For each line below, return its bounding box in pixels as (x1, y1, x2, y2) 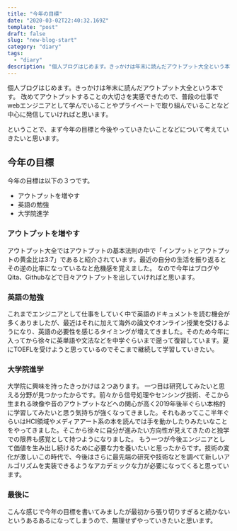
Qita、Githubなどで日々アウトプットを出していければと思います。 (7, 273, 200, 281)
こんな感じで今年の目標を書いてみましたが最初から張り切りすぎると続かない (7, 507, 231, 515)
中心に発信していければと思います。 (7, 110, 112, 118)
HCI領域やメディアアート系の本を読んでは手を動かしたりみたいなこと (25, 417, 228, 426)
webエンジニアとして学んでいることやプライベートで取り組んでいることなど (7, 101, 230, 110)
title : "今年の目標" (7, 10, 62, 18)
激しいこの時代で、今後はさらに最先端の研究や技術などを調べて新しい (19, 452, 224, 461)
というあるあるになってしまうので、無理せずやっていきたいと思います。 (7, 516, 217, 525)
